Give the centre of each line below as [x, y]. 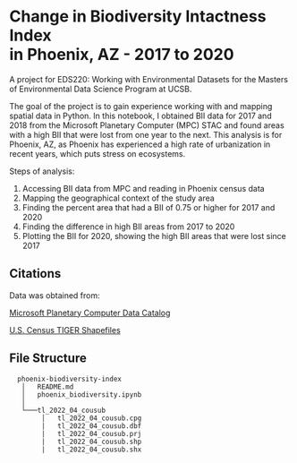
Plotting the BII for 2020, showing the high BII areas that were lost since [154, 236]
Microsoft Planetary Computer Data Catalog [90, 313]
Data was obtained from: [55, 295]
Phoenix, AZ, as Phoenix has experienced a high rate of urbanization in [140, 144]
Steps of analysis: [42, 171]
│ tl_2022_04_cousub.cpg [92, 418]
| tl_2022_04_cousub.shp [92, 442]
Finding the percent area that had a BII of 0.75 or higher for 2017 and [148, 207]
